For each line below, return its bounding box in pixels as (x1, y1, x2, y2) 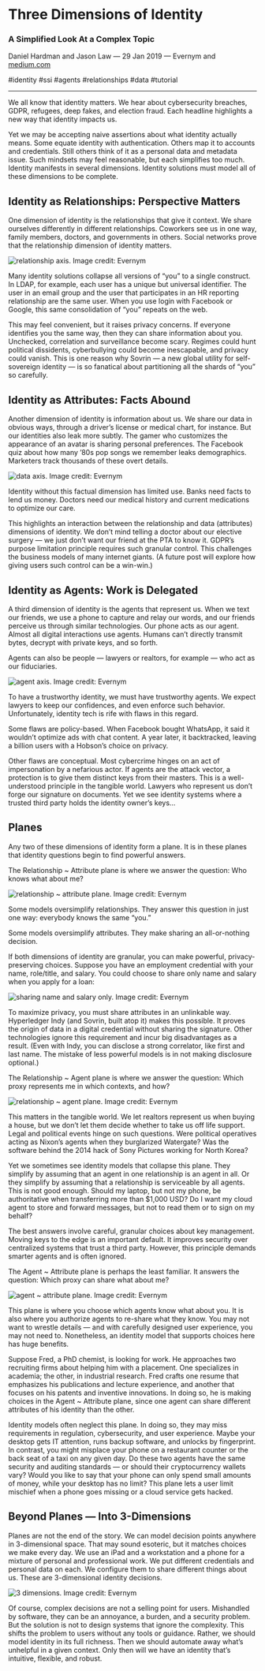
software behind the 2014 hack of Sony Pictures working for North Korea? (8, 1145, 248, 1154)
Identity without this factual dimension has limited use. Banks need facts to (8, 487, 252, 496)
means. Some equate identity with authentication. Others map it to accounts (8, 138, 256, 147)
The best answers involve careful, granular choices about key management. (8, 1226, 255, 1236)
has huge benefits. (8, 1339, 69, 1348)
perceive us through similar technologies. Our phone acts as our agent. (8, 621, 239, 630)
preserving (8, 960, 43, 969)
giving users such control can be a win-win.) (8, 561, 153, 570)
